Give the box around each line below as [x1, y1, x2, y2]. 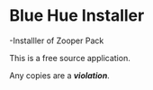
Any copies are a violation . [9, 69, 110, 81]
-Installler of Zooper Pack [9, 35, 104, 46]
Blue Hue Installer [9, 5, 145, 26]
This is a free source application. [9, 52, 130, 63]
